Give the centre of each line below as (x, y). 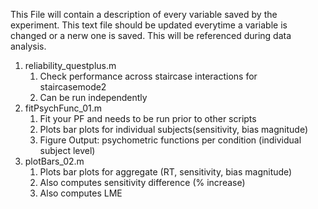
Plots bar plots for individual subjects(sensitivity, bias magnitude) (174, 129)
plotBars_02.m (54, 161)
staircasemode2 (73, 87)
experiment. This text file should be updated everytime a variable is (149, 25)
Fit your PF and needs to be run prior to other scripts (148, 118)
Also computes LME (81, 193)
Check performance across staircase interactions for (148, 76)
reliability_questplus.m (70, 65)
